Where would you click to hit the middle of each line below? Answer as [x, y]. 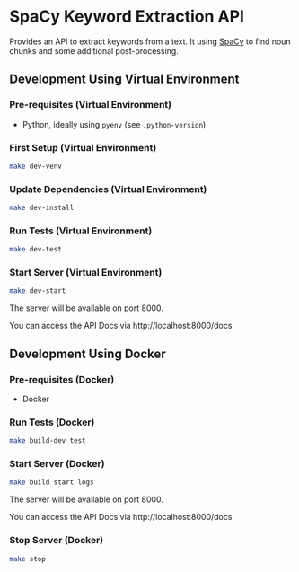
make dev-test [36, 250]
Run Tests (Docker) [52, 422]
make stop [28, 559]
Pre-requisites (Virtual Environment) [91, 105]
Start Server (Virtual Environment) [86, 273]
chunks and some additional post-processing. [94, 50]
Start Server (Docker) [57, 464]
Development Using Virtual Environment [124, 79]
